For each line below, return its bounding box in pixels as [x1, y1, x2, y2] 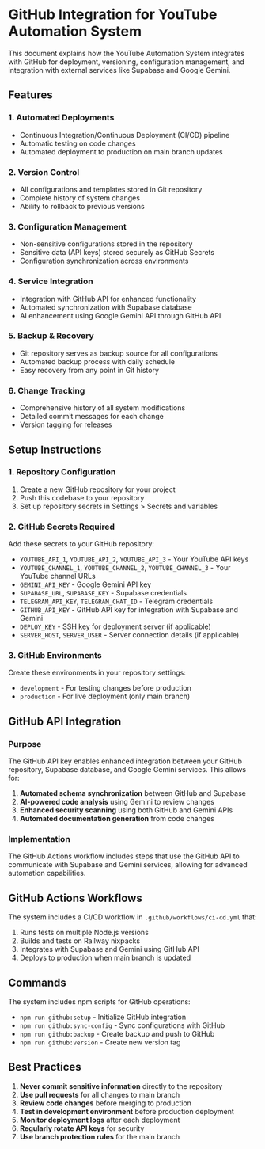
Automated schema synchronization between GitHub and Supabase [19, 789, 247, 798]
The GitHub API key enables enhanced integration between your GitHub [8, 756, 243, 766]
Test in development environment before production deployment [19, 1106, 235, 1116]
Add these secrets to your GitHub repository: [8, 539, 154, 549]
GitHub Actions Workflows [8, 891, 142, 904]
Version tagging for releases [19, 420, 112, 429]
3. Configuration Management [8, 221, 127, 232]
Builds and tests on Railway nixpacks [19, 936, 141, 945]
